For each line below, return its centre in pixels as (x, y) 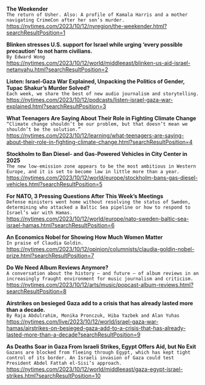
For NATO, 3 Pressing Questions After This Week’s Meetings (85, 196)
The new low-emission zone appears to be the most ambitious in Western (101, 166)
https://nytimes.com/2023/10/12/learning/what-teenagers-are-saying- (95, 135)
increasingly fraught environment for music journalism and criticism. (100, 279)
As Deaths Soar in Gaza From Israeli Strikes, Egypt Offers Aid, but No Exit (101, 347)
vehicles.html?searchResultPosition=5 (54, 184)
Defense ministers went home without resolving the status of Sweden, (99, 202)
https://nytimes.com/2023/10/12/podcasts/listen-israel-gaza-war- (90, 100)
